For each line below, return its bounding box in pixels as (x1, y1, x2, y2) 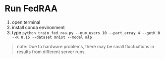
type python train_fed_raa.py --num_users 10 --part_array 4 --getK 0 (11, 29, 161, 35)
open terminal (11, 19, 41, 25)
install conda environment (11, 24, 65, 30)
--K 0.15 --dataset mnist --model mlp (11, 35, 92, 40)
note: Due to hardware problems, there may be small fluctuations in (16, 43, 155, 49)
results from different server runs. (16, 49, 86, 55)
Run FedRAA (4, 3, 58, 14)
